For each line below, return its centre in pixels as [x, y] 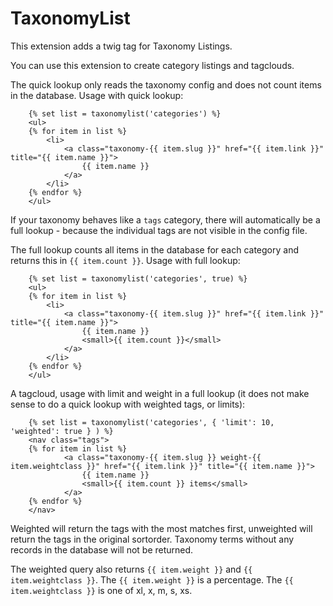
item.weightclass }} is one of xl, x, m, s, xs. [101, 590]
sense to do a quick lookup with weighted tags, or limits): [128, 404]
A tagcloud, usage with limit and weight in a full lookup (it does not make [160, 393]
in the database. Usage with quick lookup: [97, 95]
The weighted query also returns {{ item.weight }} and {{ [131, 569]
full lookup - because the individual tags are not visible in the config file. [159, 230]
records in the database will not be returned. [102, 549]
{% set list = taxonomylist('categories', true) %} [138, 278]
